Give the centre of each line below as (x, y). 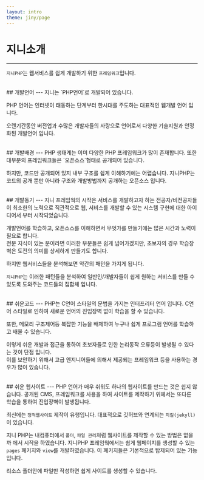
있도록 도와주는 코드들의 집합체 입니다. (52, 284)
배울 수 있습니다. (32, 332)
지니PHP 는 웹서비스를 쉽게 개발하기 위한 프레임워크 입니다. (71, 73)
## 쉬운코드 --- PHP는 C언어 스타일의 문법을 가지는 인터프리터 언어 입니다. (95, 303)
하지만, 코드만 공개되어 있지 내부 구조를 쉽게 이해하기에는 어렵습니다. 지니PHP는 (101, 173)
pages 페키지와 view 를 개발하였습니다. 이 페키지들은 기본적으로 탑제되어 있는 (96, 450)
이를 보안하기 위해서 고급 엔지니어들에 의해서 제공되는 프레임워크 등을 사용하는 (99, 360)
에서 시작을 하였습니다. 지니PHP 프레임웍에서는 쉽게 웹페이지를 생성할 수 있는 (104, 443)
